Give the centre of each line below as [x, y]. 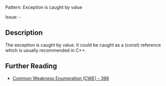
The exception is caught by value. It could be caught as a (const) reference [83, 45]
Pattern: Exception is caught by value [44, 7]
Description [24, 33]
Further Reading [31, 66]
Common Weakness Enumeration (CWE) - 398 [61, 78]
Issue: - [13, 17]
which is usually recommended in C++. [46, 50]
